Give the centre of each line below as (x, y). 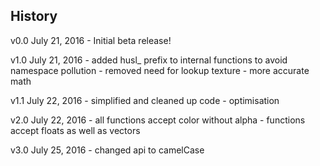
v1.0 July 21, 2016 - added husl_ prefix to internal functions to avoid (149, 60)
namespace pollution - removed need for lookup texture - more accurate (160, 70)
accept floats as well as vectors (75, 130)
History (34, 16)
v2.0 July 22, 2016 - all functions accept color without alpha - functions (158, 120)
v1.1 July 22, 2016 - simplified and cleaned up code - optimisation (145, 100)
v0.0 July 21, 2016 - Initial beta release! (91, 40)
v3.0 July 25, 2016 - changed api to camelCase (107, 150)
